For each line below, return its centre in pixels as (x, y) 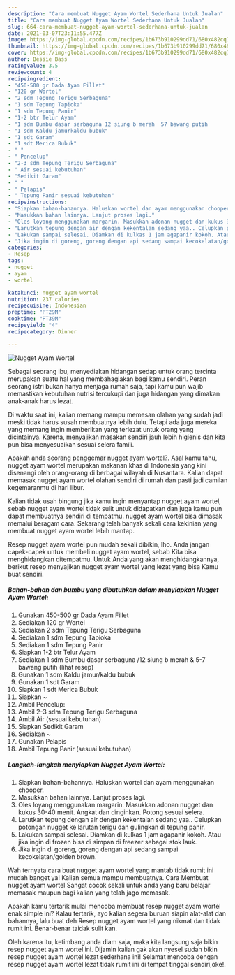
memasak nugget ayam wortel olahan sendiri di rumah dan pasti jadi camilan (118, 480)
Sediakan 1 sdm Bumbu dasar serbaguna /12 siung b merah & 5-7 (112, 659)
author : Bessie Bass (38, 59)
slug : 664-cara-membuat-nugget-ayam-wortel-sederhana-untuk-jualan (108, 27)
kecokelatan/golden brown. (57, 856)
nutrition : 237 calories (44, 299)
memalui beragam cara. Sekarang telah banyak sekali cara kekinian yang (113, 523)
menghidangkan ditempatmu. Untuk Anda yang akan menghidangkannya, (113, 559)
